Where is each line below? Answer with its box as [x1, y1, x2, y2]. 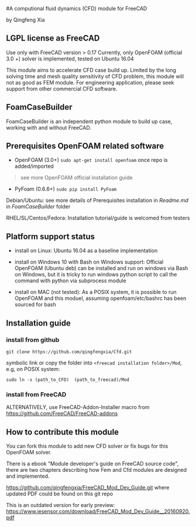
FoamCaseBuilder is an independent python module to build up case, [6, 117, 173, 125]
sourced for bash [14, 301, 57, 308]
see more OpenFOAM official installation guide [20, 174, 133, 181]
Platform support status [6, 231, 95, 241]
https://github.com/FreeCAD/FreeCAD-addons [6, 410, 118, 417]
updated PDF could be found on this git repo [6, 490, 113, 498]
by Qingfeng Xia [6, 16, 45, 23]
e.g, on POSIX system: [6, 365, 60, 372]
